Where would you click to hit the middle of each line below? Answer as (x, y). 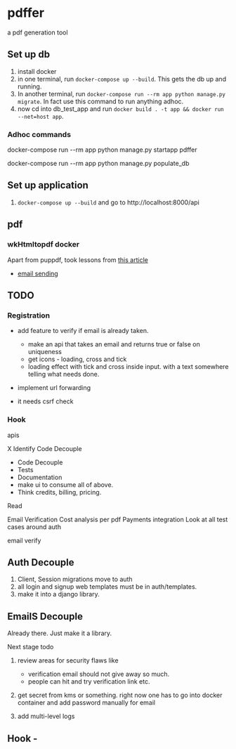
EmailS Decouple (45, 616)
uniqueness (45, 352)
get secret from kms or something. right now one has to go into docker (120, 695)
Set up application (48, 185)
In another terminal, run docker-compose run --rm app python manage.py (122, 93)
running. (29, 86)
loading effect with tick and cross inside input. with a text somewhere (128, 367)
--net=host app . (41, 116)
